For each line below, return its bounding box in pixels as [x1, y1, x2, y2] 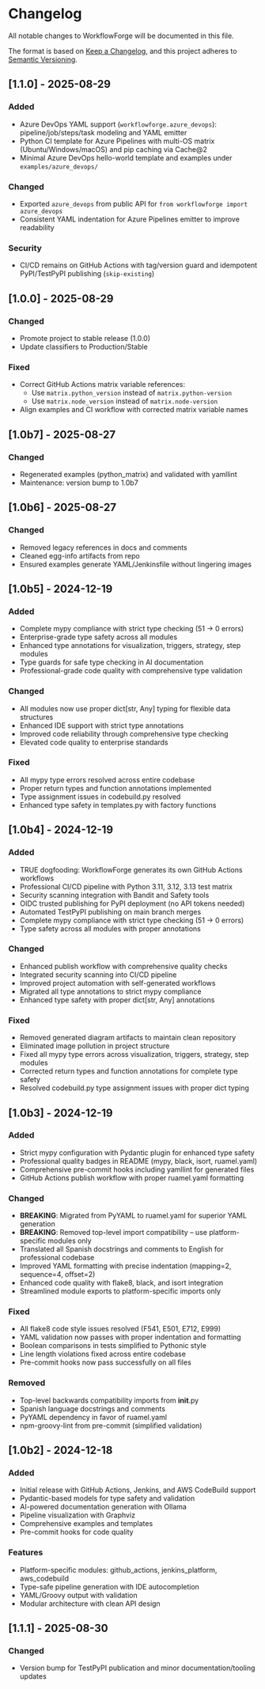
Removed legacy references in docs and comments [19, 543, 187, 552]
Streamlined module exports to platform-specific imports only [19, 1286, 221, 1296]
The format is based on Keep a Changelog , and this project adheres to [8, 46, 237, 55]
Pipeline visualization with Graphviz [19, 1510, 136, 1520]
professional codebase [19, 1253, 95, 1263]
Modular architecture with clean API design [19, 1599, 161, 1608]
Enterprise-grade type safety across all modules [19, 632, 178, 642]
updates [19, 1672, 47, 1681]
